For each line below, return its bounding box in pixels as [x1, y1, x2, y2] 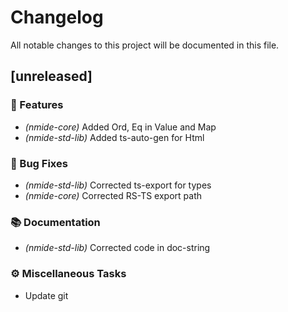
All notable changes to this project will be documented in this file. [10, 39, 280, 51]
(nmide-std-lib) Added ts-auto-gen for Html [24, 131, 205, 143]
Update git [24, 289, 69, 301]
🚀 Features [10, 98, 64, 112]
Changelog [10, 6, 104, 29]
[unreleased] [10, 68, 93, 85]
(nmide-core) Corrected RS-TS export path [24, 189, 203, 201]
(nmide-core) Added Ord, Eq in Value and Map [24, 121, 217, 133]
